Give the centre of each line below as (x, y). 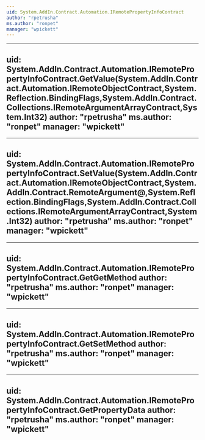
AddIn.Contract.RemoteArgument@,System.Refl (101, 192)
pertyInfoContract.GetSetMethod (71, 344)
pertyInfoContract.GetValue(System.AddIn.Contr (102, 79)
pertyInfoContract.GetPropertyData (76, 410)
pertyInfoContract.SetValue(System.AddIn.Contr (102, 173)
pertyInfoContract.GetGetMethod (72, 278)
